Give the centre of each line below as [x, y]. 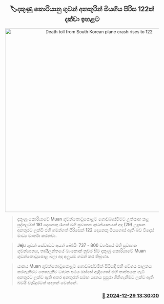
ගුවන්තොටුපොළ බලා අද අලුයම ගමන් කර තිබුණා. [63, 256]
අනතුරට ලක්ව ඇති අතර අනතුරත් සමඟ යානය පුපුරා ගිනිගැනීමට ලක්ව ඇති [85, 277]
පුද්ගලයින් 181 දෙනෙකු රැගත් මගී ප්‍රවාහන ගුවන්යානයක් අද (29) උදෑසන [81, 224]
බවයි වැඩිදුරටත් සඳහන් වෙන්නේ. [47, 282]
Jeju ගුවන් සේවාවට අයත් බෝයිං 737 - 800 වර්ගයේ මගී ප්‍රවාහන [77, 245]
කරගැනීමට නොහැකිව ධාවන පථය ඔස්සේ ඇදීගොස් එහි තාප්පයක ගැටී [81, 271]
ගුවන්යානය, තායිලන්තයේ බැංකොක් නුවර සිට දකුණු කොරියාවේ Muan [81, 251]
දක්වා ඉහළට [82, 19]
